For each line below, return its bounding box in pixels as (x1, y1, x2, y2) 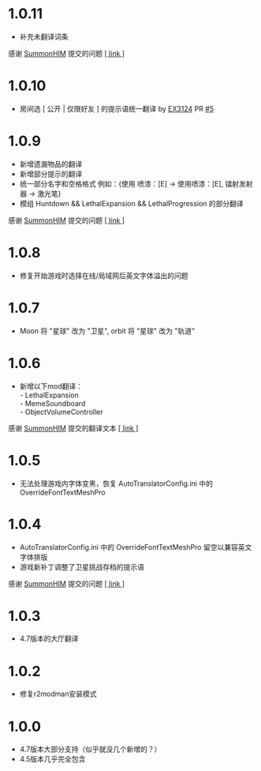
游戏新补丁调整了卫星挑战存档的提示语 (19, 562, 144, 571)
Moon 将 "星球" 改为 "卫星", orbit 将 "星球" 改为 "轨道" (19, 325, 196, 336)
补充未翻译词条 (19, 32, 69, 41)
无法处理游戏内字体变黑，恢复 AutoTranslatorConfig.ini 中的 (19, 479, 213, 488)
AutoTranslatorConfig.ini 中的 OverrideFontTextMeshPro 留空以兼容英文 (19, 542, 252, 551)
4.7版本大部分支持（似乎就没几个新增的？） (19, 744, 162, 754)
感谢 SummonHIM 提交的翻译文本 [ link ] (8, 423, 139, 433)
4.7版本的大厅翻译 (19, 634, 79, 644)
